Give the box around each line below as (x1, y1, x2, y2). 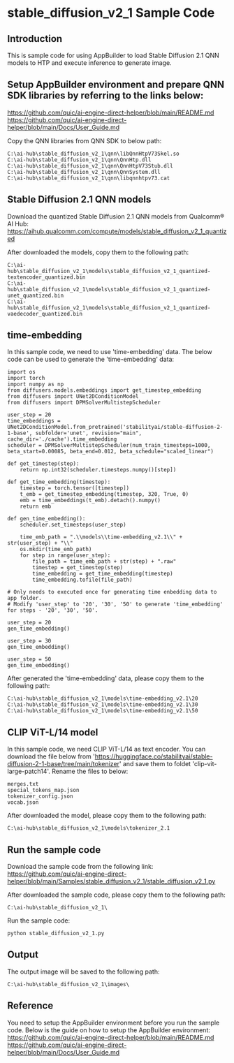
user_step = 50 (7, 656, 52, 663)
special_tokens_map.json (7, 787, 80, 794)
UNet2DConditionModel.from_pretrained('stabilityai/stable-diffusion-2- (7, 424, 224, 431)
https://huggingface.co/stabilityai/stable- (94, 752, 213, 761)
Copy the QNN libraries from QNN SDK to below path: (7, 136, 162, 145)
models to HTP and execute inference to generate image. (7, 59, 173, 67)
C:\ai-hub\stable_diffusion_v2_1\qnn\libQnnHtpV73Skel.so (7, 150, 180, 157)
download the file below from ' (7, 752, 96, 761)
